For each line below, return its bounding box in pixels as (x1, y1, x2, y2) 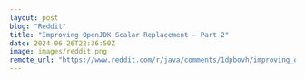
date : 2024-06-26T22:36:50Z (9, 38, 116, 48)
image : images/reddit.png (9, 47, 107, 56)
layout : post (9, 13, 59, 23)
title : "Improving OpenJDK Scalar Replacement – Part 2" (9, 30, 230, 39)
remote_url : (9, 55, 54, 64)
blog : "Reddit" (9, 22, 67, 31)
